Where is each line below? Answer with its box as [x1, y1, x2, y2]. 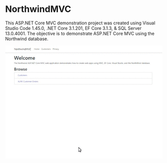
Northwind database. [5, 36, 49, 42]
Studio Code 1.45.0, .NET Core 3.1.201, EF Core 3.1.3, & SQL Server [5, 25, 142, 31]
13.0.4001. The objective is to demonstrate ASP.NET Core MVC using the [5, 30, 155, 36]
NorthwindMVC [5, 3, 71, 15]
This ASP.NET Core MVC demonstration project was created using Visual [5, 20, 156, 26]
